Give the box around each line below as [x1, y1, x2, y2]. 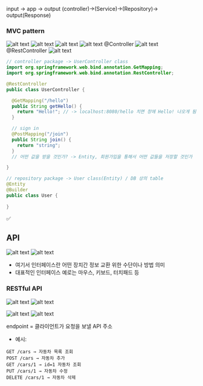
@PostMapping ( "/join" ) [11, 131, 69, 137]
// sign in [11, 126, 39, 132]
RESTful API [6, 285, 42, 293]
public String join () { [11, 137, 71, 143]
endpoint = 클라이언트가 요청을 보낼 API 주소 [6, 322, 113, 330]
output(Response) [6, 12, 51, 19]
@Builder [6, 187, 28, 193]
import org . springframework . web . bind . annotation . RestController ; [6, 70, 174, 76]
